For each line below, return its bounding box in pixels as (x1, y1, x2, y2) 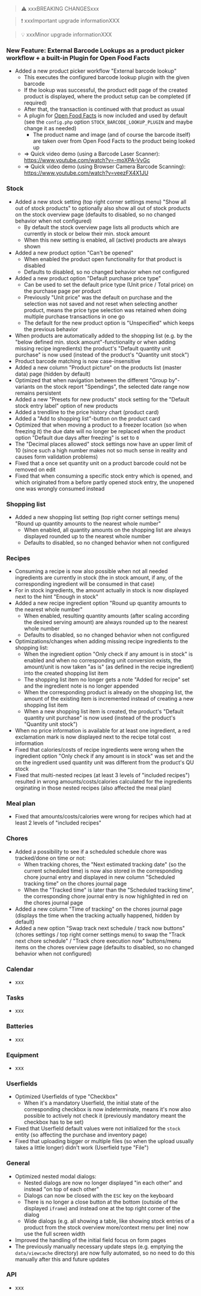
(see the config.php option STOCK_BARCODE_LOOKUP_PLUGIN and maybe (23, 118, 193, 125)
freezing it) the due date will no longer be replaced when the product (14, 427, 185, 434)
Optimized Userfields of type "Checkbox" (14, 1093, 118, 1100)
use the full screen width (23, 1230, 85, 1237)
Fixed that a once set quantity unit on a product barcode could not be (14, 459, 187, 467)
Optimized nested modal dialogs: (14, 1172, 97, 1180)
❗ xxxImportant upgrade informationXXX (20, 17, 120, 24)
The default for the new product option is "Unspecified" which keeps (23, 319, 194, 326)
